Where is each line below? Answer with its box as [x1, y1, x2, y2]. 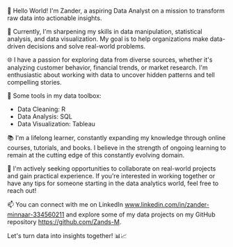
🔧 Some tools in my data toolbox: [7, 92, 102, 100]
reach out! [7, 187, 37, 194]
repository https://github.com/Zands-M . [7, 218, 122, 225]
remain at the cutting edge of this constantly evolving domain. [7, 151, 185, 159]
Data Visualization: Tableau [17, 120, 96, 128]
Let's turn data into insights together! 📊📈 [7, 232, 127, 239]
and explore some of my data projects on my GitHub [65, 210, 216, 219]
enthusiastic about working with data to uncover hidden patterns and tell [7, 71, 216, 79]
